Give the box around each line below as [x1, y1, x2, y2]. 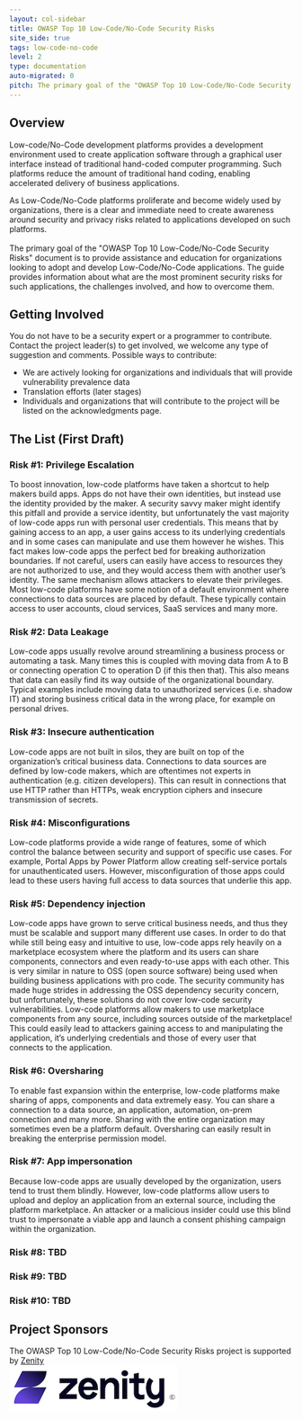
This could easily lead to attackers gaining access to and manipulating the [9, 1023, 283, 1034]
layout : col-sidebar [9, 14, 87, 23]
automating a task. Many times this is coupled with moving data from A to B [9, 656, 289, 666]
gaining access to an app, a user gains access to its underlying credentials [9, 527, 286, 538]
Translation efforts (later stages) [22, 387, 142, 397]
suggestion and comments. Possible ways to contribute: [9, 350, 218, 361]
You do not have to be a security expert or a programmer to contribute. [9, 331, 272, 342]
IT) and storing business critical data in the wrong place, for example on [9, 693, 276, 705]
